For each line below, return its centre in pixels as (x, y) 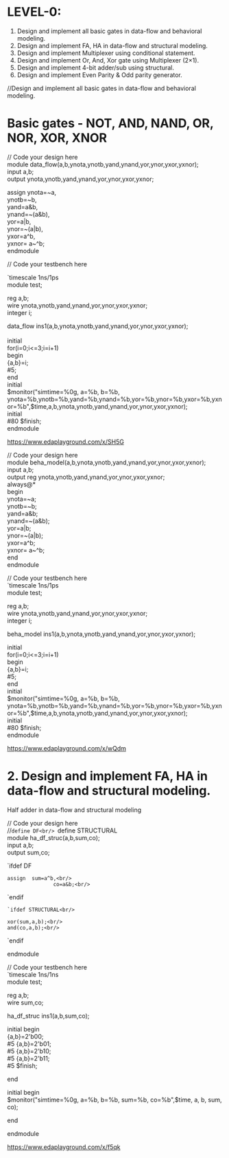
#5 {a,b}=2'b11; (28, 1058)
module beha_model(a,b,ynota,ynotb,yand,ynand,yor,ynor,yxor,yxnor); (107, 462)
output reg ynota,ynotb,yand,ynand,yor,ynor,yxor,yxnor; (86, 477)
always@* (22, 484)
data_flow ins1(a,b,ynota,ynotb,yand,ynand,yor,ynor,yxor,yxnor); (98, 326)
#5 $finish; (22, 1065)
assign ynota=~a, (32, 192)
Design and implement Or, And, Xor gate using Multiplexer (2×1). (108, 60)
